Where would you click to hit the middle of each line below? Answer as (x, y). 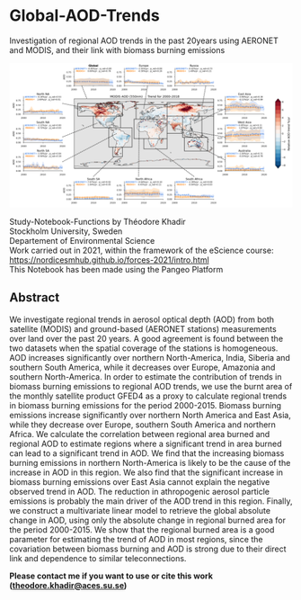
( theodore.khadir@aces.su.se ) (68, 585)
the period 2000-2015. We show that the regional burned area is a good (142, 529)
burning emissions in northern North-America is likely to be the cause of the (150, 462)
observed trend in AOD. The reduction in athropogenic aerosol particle (140, 491)
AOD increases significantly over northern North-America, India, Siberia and (150, 357)
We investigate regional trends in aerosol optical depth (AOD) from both (142, 319)
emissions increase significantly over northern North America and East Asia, (150, 415)
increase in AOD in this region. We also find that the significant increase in (146, 472)
